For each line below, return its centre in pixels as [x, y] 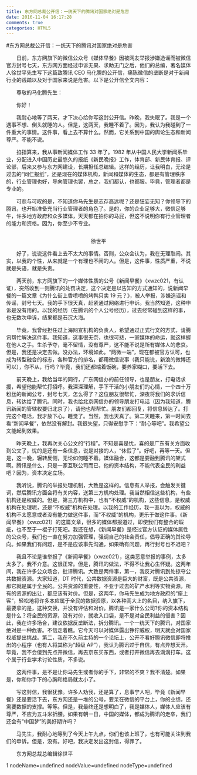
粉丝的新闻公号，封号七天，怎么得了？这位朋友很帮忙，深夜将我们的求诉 [93, 394]
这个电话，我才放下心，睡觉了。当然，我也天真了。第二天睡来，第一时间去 [101, 416]
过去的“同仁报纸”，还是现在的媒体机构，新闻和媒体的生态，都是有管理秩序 [96, 174]
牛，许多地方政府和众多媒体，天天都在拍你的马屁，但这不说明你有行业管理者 [98, 216]
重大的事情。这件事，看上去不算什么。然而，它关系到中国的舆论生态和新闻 [101, 132]
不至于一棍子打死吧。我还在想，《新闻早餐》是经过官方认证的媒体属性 [105, 530]
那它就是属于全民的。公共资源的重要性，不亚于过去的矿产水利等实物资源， [96, 586]
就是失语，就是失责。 [32, 268]
